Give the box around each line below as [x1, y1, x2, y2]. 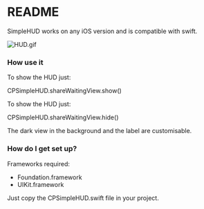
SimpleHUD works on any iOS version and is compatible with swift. [7, 27, 198, 35]
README [7, 4, 59, 20]
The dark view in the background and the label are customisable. [7, 127, 192, 135]
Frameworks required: [7, 159, 71, 168]
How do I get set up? [7, 144, 77, 154]
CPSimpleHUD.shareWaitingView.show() [7, 87, 122, 95]
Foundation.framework [17, 173, 82, 181]
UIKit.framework [17, 180, 64, 188]
